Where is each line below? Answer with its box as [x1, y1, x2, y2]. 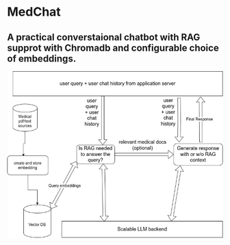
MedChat [7, 4, 62, 20]
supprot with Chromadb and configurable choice [7, 42, 219, 53]
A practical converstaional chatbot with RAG [7, 31, 201, 43]
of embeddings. [7, 53, 77, 64]
